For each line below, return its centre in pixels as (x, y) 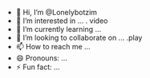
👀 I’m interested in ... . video (62, 21)
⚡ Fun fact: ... (38, 67)
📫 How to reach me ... (53, 47)
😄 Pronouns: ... (42, 58)
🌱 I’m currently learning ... (59, 29)
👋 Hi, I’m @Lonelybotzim (57, 12)
